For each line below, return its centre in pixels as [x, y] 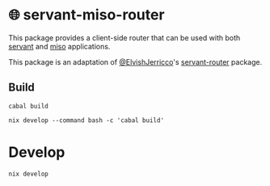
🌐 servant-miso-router [86, 15]
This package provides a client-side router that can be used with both [124, 37]
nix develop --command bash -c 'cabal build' [86, 120]
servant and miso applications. [59, 46]
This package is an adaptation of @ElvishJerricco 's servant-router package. [135, 61]
